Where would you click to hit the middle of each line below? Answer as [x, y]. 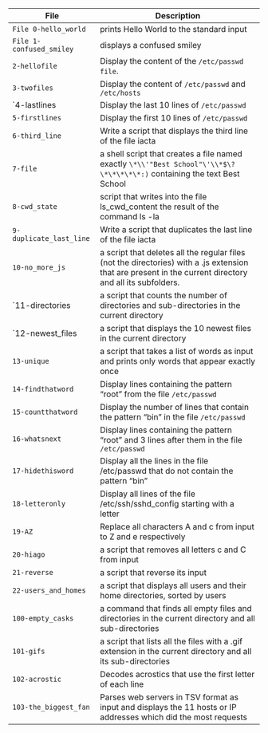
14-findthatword [43, 389]
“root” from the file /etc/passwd [158, 394]
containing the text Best [195, 173]
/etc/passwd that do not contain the [166, 471]
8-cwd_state [35, 207]
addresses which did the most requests [173, 717]
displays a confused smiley [150, 45]
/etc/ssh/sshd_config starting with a [167, 504]
